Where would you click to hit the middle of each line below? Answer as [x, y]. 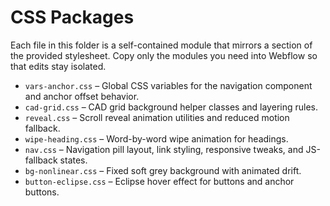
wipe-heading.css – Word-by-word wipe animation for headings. [156, 138]
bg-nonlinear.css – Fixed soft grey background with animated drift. [163, 170]
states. [73, 160]
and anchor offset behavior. [82, 96]
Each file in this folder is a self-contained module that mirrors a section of [161, 45]
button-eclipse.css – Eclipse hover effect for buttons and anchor [159, 181]
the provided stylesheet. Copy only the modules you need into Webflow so [164, 55]
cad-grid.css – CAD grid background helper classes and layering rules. [171, 107]
